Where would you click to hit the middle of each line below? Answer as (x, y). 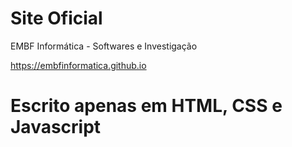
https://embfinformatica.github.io (78, 65)
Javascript (56, 127)
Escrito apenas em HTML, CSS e (146, 106)
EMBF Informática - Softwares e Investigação (104, 46)
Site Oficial (56, 18)
